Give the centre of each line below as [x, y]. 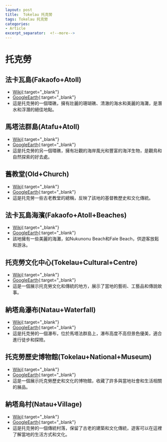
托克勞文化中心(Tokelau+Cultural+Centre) [71, 262]
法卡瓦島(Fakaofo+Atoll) [43, 80]
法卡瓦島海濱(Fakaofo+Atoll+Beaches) [66, 215]
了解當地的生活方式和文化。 [41, 434]
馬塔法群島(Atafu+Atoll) [42, 127]
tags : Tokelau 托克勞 [27, 19]
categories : [18, 24]
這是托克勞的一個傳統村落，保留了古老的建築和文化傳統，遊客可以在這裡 [87, 428]
